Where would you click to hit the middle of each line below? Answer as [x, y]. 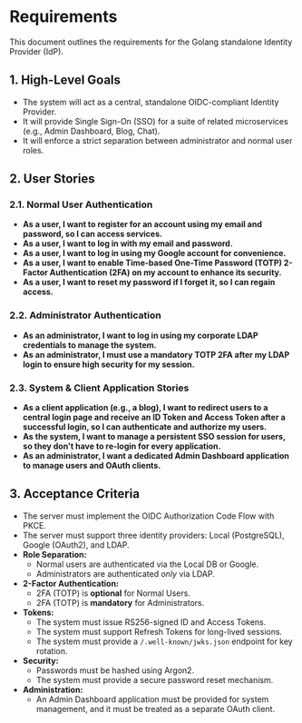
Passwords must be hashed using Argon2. [115, 670]
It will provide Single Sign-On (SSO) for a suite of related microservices [155, 121]
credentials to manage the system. [89, 345]
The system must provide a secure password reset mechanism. [155, 679]
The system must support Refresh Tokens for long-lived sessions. [159, 631]
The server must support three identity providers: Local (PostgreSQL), [153, 535]
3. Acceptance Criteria [75, 494]
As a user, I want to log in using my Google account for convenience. [154, 253]
